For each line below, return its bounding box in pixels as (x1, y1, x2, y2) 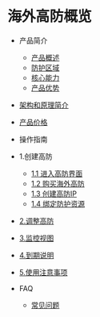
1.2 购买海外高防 (30, 178, 85, 188)
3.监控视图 (18, 233, 54, 243)
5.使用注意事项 (18, 267, 68, 277)
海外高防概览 (7, 7, 93, 26)
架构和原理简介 (18, 100, 69, 110)
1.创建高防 (18, 151, 53, 161)
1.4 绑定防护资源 (30, 198, 86, 208)
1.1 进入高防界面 (30, 169, 83, 178)
